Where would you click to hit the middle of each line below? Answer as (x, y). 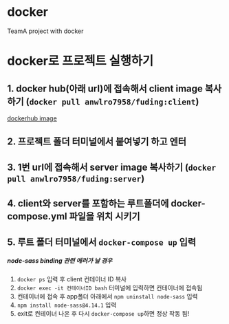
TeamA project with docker (45, 31)
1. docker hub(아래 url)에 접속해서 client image (105, 88)
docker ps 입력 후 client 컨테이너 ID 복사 (72, 279)
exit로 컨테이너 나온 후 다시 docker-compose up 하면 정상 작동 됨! (103, 314)
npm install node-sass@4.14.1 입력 (67, 305)
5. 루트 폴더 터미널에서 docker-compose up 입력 (101, 242)
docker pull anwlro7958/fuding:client (112, 102)
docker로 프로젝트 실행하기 (80, 61)
